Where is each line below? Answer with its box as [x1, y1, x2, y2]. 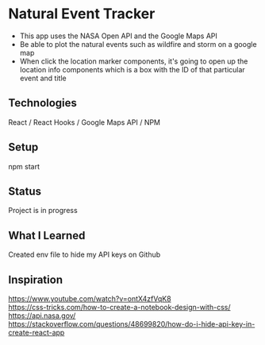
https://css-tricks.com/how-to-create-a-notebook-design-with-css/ [8, 303, 231, 312]
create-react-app [8, 328, 65, 337]
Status [8, 184, 42, 198]
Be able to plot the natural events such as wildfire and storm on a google [19, 39, 257, 48]
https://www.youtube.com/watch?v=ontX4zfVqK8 [8, 294, 172, 303]
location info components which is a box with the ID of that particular [19, 64, 246, 74]
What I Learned [8, 228, 86, 242]
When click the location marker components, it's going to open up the [19, 56, 248, 66]
